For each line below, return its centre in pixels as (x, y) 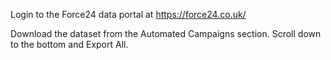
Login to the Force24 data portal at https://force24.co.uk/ (128, 14)
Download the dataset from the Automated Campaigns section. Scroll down (166, 33)
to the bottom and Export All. (69, 44)
